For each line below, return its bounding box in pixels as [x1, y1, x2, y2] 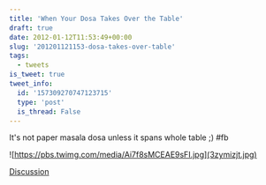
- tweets [17, 61, 49, 70]
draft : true [9, 23, 53, 33]
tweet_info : [9, 79, 53, 88]
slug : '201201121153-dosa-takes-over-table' [9, 42, 176, 51]
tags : [9, 51, 29, 61]
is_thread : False [17, 107, 81, 116]
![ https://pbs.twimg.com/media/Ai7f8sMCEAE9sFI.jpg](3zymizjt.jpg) [9, 150, 258, 160]
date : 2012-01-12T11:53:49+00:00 [9, 33, 133, 41]
